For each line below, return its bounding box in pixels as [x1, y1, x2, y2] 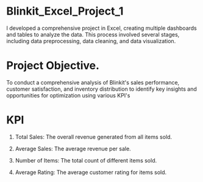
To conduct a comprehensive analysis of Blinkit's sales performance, [6, 79, 180, 86]
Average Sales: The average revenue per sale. [15, 145, 131, 152]
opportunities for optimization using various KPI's [6, 91, 130, 99]
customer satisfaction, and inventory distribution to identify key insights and [6, 85, 197, 93]
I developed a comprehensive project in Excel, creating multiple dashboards [6, 24, 197, 32]
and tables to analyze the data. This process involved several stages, [6, 30, 180, 38]
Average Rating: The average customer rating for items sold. [15, 169, 167, 176]
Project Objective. [6, 59, 99, 72]
